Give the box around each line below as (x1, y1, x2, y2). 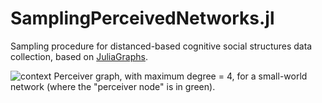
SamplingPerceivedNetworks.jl (10, 7, 275, 30)
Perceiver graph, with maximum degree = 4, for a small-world (53, 70, 308, 82)
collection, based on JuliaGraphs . (10, 50, 148, 62)
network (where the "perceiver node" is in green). (10, 80, 216, 92)
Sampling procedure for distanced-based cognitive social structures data (10, 40, 313, 52)
